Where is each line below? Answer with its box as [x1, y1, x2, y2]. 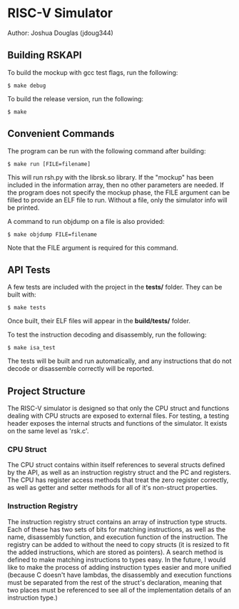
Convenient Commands [7, 128, 115, 140]
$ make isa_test [7, 344, 56, 352]
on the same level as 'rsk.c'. [7, 426, 89, 436]
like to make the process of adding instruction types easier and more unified [7, 563, 232, 571]
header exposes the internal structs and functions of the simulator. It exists [7, 419, 228, 428]
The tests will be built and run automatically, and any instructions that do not [7, 357, 232, 365]
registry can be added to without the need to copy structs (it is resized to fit [7, 540, 230, 548]
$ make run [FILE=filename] [7, 160, 91, 168]
